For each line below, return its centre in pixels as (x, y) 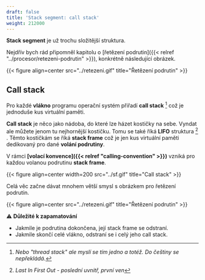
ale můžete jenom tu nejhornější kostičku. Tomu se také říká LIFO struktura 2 (102, 130)
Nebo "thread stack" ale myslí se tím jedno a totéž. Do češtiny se (97, 252)
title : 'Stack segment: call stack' (53, 18)
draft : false (23, 12)
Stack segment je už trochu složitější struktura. (66, 41)
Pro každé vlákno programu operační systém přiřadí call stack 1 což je (95, 105)
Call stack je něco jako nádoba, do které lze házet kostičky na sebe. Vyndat (102, 124)
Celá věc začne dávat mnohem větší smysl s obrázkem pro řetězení (91, 186)
